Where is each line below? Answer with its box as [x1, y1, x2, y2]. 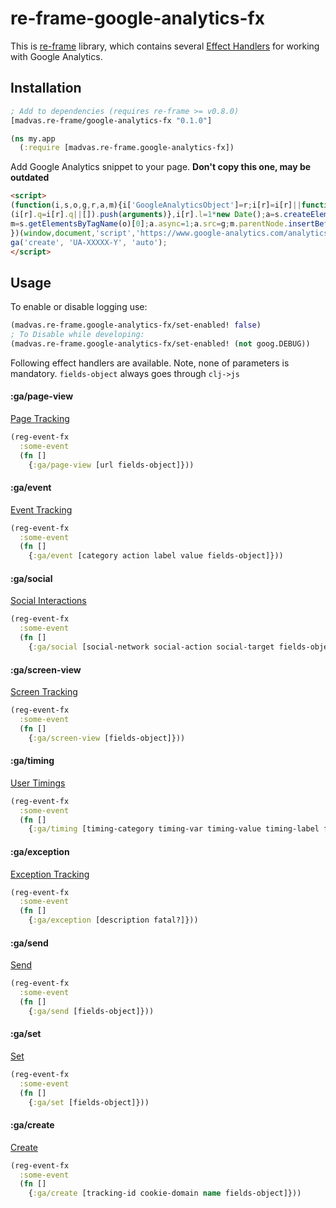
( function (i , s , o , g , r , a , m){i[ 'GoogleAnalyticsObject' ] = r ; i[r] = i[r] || [10, 200, 302, 211]
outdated [10, 172, 50, 184]
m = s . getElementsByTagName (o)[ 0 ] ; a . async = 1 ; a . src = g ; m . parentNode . [10, 218, 289, 229]
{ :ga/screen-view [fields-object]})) [28, 733, 186, 743]
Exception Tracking [10, 868, 90, 880]
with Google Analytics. [10, 50, 103, 62]
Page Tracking [10, 413, 70, 425]
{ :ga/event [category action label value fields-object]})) [28, 551, 284, 561]
